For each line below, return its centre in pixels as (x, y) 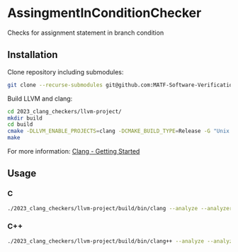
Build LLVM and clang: (40, 98)
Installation (33, 55)
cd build (20, 125)
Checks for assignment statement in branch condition (86, 33)
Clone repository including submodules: (66, 71)
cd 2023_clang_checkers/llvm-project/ (64, 111)
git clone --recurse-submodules (55, 85)
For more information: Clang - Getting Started (74, 151)
